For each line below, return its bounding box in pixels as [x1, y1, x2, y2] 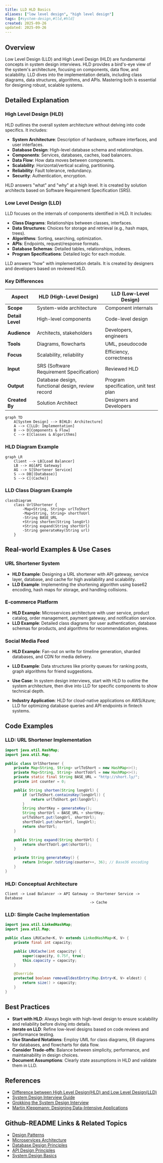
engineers [105, 333, 128, 339]
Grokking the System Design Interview [12, 1100, 89, 1106]
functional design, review [36, 383, 95, 390]
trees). [12, 230, 26, 236]
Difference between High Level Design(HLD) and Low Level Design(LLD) [12, 1089, 157, 1095]
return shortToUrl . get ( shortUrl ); [22, 842, 92, 847]
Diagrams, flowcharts [36, 340, 86, 347]
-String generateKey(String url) [22, 528, 90, 533]
